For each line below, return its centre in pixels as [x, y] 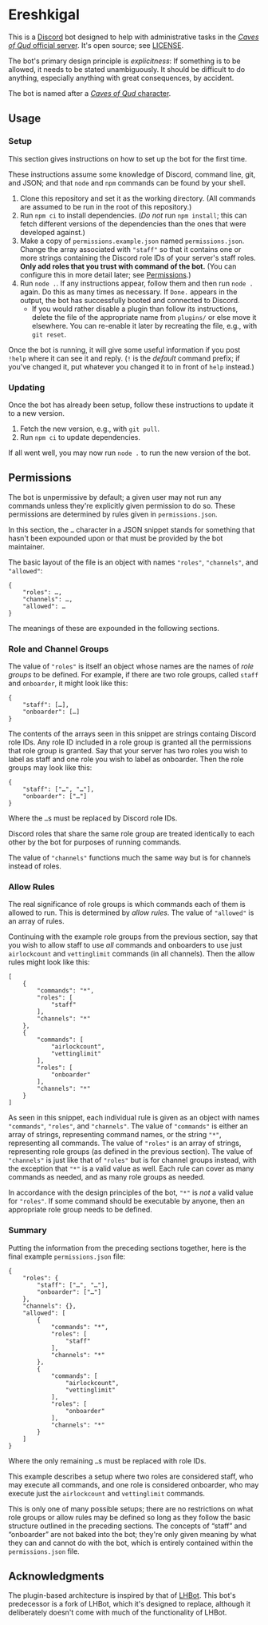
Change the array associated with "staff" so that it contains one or [130, 249]
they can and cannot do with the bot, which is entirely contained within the [131, 1543]
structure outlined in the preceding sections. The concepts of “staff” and [128, 1526]
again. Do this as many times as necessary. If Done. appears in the [128, 291]
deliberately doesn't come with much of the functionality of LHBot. [118, 1612]
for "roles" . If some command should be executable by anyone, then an [126, 1201]
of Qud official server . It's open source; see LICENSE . [96, 45]
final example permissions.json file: [67, 1256]
